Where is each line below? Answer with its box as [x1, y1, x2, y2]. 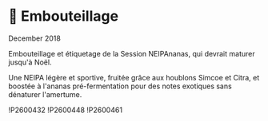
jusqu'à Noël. [8, 57, 52, 67]
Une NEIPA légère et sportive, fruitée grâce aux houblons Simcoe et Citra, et [8, 72, 260, 82]
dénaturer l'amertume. [8, 89, 82, 99]
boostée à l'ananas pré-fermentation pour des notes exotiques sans [8, 81, 232, 91]
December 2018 [8, 33, 62, 43]
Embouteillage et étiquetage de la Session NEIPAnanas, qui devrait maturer [8, 49, 255, 58]
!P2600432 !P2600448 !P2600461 [8, 105, 122, 115]
